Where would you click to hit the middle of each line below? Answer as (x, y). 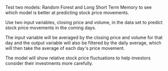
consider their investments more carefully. (49, 63)
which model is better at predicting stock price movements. (67, 13)
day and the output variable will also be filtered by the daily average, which (83, 43)
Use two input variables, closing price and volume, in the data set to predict (84, 22)
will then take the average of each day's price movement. (65, 48)
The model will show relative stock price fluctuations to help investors (78, 58)
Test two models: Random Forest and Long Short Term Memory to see (78, 7)
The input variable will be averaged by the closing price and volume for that (84, 38)
